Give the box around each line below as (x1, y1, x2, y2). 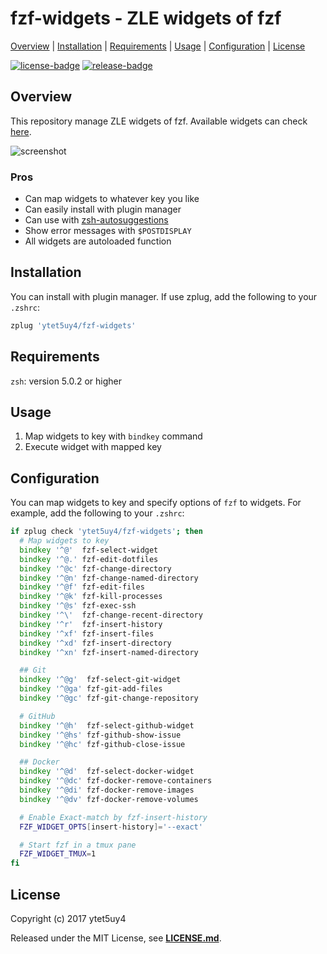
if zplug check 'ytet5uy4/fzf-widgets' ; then (10, 527, 203, 537)
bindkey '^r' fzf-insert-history (19, 619, 163, 629)
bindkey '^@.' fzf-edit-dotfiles (19, 554, 159, 564)
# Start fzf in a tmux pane (19, 840, 137, 850)
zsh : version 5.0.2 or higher (10, 375, 123, 387)
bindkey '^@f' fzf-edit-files (19, 582, 145, 592)
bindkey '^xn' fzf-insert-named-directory (19, 647, 199, 657)
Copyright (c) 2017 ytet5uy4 (10, 912, 127, 924)
